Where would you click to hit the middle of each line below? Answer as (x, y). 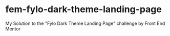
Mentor (13, 28)
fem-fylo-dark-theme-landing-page (84, 9)
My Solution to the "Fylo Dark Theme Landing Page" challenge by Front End (85, 23)
